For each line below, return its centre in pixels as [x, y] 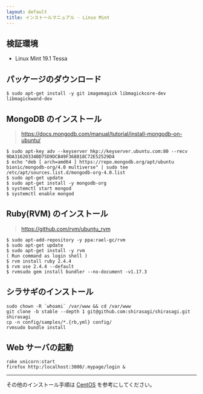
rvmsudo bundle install [36, 327]
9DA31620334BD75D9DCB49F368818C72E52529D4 [60, 156]
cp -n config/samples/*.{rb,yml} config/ [59, 322]
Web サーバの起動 [40, 347]
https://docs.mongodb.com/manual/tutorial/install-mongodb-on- [101, 133]
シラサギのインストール [50, 292]
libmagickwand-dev [29, 99]
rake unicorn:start [31, 362]
